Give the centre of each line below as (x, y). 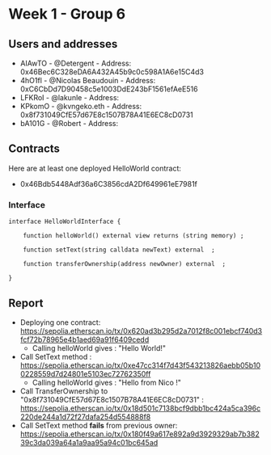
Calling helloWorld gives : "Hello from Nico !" (107, 382)
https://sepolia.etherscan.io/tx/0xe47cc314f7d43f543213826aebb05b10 (140, 365)
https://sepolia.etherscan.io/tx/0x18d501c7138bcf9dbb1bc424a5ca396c (140, 408)
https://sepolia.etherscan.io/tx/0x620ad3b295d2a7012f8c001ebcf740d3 (141, 331)
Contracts (34, 149)
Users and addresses (63, 44)
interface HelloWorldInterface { (65, 222)
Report (26, 303)
